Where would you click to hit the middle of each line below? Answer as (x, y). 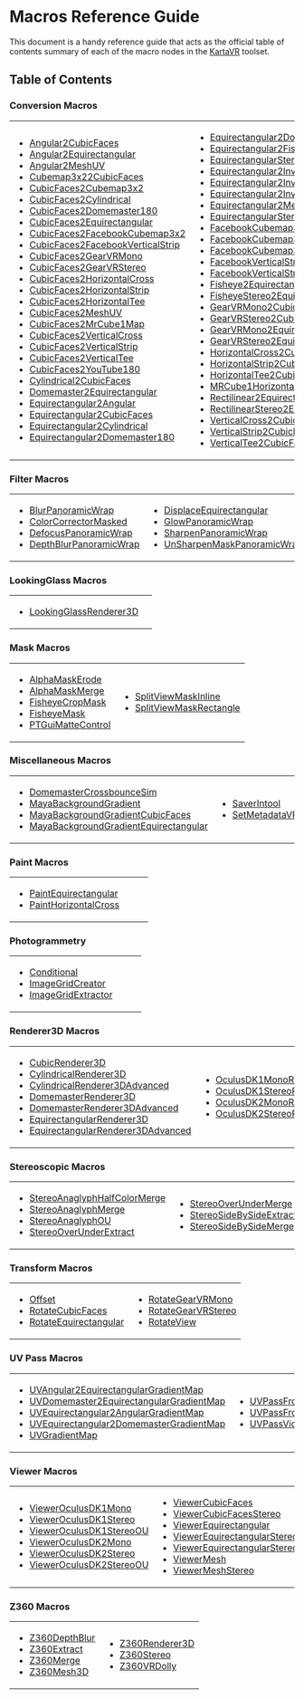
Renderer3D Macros (55, 1032)
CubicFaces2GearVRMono (86, 255)
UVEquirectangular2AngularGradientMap (117, 1412)
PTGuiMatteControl (70, 725)
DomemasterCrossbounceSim (93, 792)
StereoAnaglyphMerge (77, 1209)
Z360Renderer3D (157, 1644)
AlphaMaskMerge (67, 690)
